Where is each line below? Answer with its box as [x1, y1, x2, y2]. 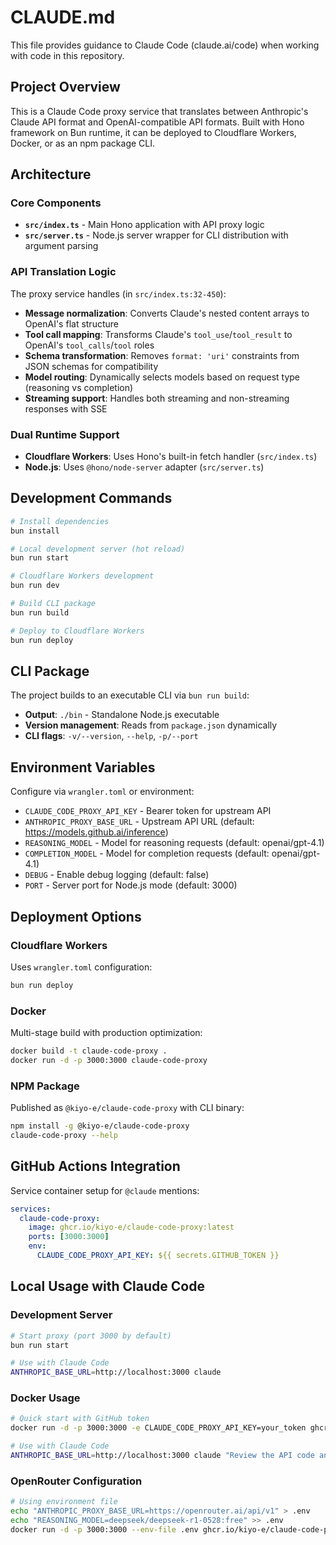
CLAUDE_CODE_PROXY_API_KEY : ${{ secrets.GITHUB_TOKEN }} [36, 1251, 280, 1261]
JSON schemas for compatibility [24, 360, 159, 372]
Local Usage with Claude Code [10, 1278, 205, 1295]
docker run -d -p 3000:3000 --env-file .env [10, 1524, 199, 1535]
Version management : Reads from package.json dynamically [24, 719, 278, 731]
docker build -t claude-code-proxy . [10, 1046, 168, 1056]
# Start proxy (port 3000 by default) [10, 1331, 172, 1341]
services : [10, 1204, 52, 1214]
